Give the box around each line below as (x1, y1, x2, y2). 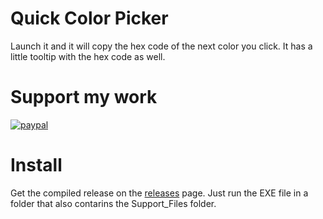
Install (10, 154, 63, 177)
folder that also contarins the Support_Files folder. (10, 197, 217, 209)
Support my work (10, 86, 158, 109)
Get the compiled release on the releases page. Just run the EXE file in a (10, 187, 309, 199)
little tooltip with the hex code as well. (10, 50, 166, 62)
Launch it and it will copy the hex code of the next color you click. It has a (10, 40, 313, 52)
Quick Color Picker (10, 7, 169, 30)
